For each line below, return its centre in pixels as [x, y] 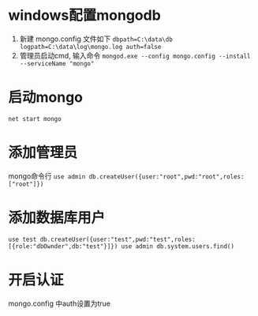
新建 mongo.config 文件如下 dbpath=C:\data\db [96, 39]
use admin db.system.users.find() [178, 246]
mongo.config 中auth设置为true [59, 303]
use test [22, 239]
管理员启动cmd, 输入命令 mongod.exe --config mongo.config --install [135, 55]
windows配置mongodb [85, 15]
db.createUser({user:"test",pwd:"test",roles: [118, 239]
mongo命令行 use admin [47, 176]
